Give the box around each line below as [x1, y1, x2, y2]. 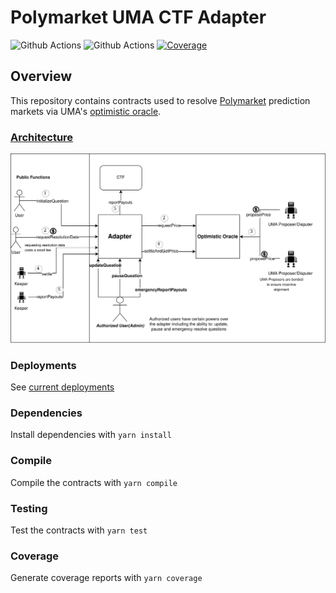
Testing [10, 501, 48, 515]
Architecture [10, 130, 74, 144]
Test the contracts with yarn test [10, 524, 148, 536]
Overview [10, 68, 73, 85]
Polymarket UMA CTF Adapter [10, 6, 267, 29]
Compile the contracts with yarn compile [10, 476, 178, 488]
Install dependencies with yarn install [10, 429, 172, 441]
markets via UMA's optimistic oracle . [10, 105, 162, 117]
